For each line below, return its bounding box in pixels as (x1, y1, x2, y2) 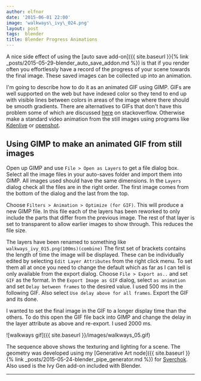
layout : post (6, 25, 39, 32)
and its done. (6, 295, 39, 303)
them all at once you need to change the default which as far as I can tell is (6, 264, 191, 271)
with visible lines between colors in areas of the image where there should (6, 96, 190, 103)
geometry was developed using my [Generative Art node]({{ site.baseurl (6, 349, 184, 356)
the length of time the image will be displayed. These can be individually (6, 251, 184, 258)
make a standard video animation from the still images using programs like (6, 115, 190, 123)
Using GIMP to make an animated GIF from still (6, 139, 182, 150)
